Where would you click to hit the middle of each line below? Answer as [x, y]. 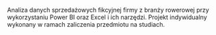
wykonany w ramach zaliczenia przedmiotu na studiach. [86, 24]
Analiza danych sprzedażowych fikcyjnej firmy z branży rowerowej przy [108, 10]
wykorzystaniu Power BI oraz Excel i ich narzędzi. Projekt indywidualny [107, 17]
